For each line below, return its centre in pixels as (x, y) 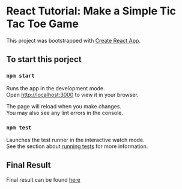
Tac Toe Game (43, 24)
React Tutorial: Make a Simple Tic (91, 11)
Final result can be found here (43, 179)
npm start (20, 76)
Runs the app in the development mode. (56, 88)
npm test (19, 127)
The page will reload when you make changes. (64, 106)
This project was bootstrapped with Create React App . (74, 40)
